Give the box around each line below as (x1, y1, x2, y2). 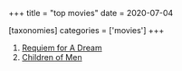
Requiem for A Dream (21, 42, 102, 53)
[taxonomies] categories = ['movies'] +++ (8, 25, 165, 35)
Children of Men (21, 52, 82, 62)
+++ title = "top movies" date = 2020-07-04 (8, 8, 174, 18)
